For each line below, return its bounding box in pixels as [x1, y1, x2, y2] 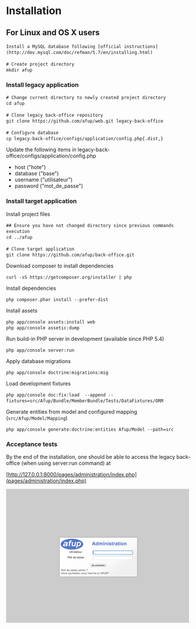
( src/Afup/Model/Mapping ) [6, 414, 68, 421]
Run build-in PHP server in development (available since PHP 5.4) [6, 335, 164, 342]
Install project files [6, 210, 51, 218]
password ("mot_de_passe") [14, 182, 84, 190]
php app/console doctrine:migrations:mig [6, 370, 109, 376]
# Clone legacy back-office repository [6, 113, 104, 119]
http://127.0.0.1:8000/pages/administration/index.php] [8, 471, 137, 478]
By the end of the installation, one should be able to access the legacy [6, 453, 176, 460]
